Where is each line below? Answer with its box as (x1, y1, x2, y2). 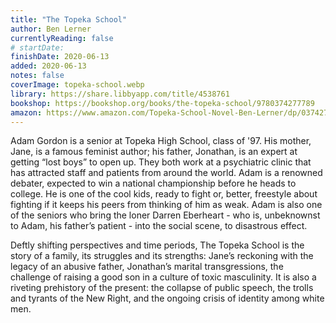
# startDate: (10, 42, 65, 53)
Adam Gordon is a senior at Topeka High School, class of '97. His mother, (10, 135, 312, 147)
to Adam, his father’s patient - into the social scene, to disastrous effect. (10, 220, 308, 232)
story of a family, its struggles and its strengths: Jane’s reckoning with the (10, 250, 314, 262)
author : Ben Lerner (10, 24, 92, 34)
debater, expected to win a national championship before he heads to (10, 177, 297, 190)
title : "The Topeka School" (10, 14, 128, 25)
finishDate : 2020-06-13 (10, 52, 110, 62)
